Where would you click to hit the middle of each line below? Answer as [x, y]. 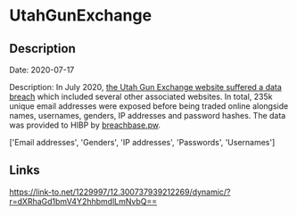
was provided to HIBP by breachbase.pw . [85, 125]
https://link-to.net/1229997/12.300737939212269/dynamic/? [120, 192]
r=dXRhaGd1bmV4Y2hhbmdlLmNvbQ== [83, 201]
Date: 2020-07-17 [42, 70]
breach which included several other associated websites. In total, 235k [141, 96]
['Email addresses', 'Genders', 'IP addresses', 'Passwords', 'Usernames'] [142, 142]
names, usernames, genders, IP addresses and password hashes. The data [148, 116]
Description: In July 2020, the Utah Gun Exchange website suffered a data [146, 87]
